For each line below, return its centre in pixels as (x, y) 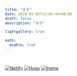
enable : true (23, 45)
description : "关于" (25, 23)
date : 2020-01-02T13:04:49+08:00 (39, 14)
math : (10, 41)
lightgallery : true (25, 32)
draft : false (18, 18)
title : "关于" (19, 9)
